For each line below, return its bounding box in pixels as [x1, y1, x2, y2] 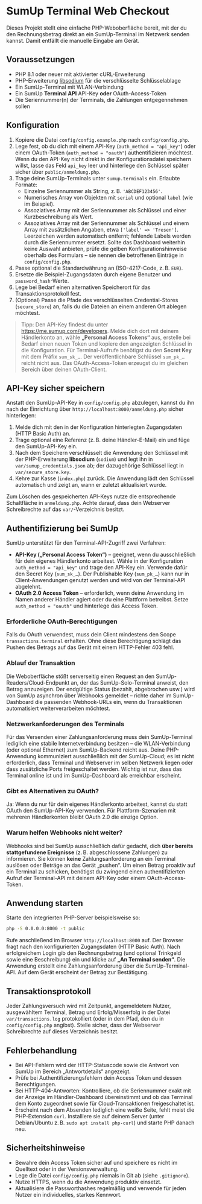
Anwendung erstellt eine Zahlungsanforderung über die [6, 962, 144, 969]
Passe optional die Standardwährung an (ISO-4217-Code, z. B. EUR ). [14, 264, 183, 271]
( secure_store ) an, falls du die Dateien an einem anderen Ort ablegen [14, 303, 187, 310]
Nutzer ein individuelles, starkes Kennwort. [14, 1191, 122, 1198]
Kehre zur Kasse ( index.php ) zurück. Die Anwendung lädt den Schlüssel [14, 475, 194, 482]
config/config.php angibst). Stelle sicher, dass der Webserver [6, 1021, 161, 1029]
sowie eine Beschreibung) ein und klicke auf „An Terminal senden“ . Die [6, 956, 186, 963]
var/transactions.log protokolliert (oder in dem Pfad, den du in [6, 1015, 164, 1022]
